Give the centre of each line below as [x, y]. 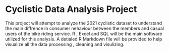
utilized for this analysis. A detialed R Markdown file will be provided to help [84, 39]
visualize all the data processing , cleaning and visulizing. [65, 44]
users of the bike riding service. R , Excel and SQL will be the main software [84, 33]
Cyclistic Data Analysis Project [71, 9]
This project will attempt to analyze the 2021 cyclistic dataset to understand [84, 23]
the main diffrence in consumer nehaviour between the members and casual [84, 28]
